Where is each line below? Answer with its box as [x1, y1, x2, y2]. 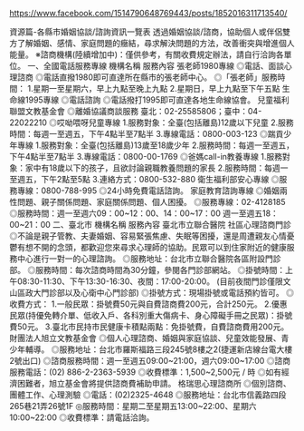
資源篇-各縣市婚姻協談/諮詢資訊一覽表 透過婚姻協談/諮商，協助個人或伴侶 [9, 26, 283, 37]
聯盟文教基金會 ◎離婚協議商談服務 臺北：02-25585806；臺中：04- [9, 106, 262, 116]
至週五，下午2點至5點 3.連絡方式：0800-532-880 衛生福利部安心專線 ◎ [9, 174, 280, 184]
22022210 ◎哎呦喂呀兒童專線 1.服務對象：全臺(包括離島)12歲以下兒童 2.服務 [9, 117, 294, 128]
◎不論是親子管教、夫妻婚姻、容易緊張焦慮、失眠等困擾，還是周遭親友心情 [9, 230, 287, 241]
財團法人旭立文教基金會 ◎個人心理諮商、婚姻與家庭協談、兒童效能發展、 [9, 333, 281, 343]
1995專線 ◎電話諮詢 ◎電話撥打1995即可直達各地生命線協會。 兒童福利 [24, 94, 290, 105]
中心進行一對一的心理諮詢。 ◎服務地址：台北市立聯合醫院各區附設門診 [16, 253, 281, 264]
